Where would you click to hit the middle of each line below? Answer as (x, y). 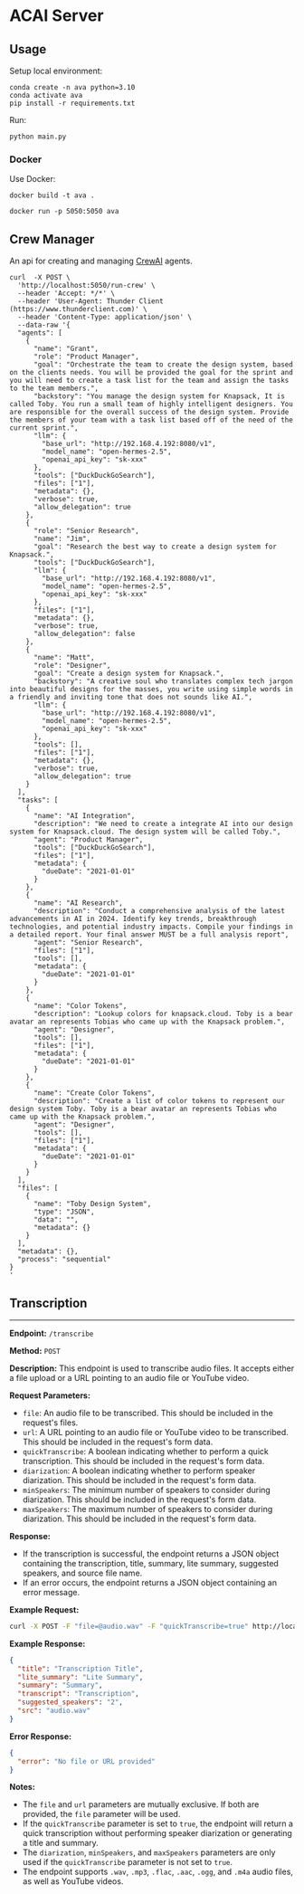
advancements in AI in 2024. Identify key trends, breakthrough (133, 919)
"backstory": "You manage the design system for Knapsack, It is (159, 396)
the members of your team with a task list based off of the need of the (152, 420)
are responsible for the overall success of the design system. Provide (149, 413)
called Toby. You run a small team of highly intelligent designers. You (152, 404)
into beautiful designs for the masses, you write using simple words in (152, 690)
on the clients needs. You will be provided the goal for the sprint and (152, 373)
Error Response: (41, 1736)
